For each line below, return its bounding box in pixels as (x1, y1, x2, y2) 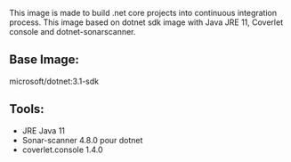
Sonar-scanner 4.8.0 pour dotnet (21, 134, 143, 145)
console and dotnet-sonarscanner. (9, 27, 136, 36)
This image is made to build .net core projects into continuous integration (9, 8, 278, 18)
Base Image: (9, 53, 80, 68)
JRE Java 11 (21, 125, 65, 136)
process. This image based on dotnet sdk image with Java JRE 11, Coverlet (9, 17, 283, 28)
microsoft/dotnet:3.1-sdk (9, 76, 100, 86)
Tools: (9, 101, 44, 117)
